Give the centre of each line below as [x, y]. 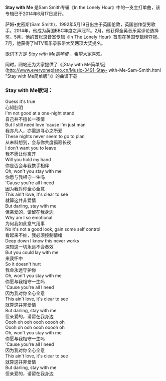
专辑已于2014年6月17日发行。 [36, 14]
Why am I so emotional [29, 218]
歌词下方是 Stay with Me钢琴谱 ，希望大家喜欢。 [55, 54]
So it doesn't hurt [23, 264]
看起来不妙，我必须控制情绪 [34, 235]
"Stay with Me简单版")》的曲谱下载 [41, 76]
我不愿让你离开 [21, 154]
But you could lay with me [32, 252]
